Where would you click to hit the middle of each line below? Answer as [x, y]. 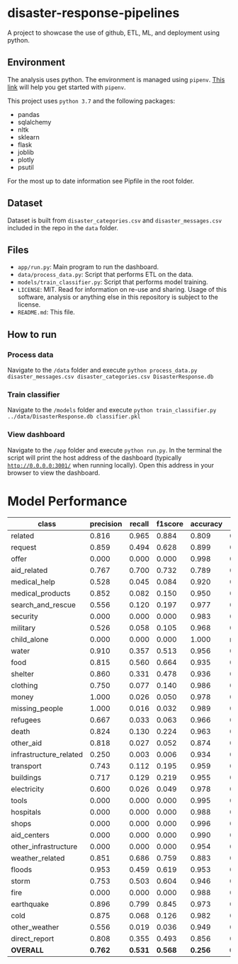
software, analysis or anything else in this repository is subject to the [118, 297]
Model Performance [67, 501]
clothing [24, 685]
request [24, 547]
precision [106, 523]
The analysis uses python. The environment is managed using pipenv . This [116, 79]
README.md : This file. [46, 312]
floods [22, 869]
